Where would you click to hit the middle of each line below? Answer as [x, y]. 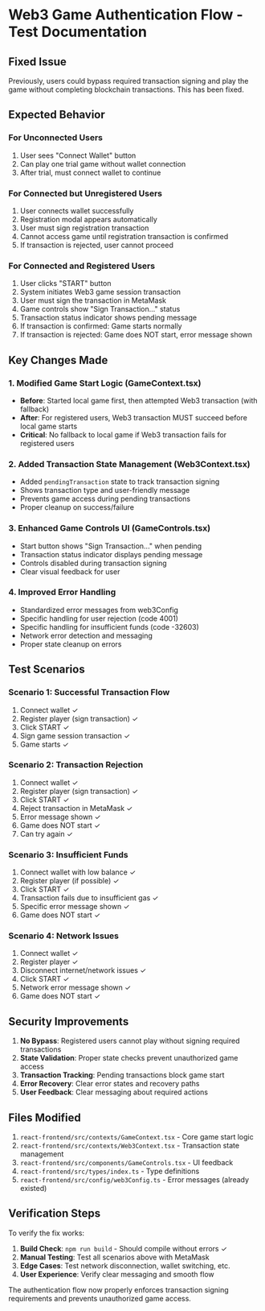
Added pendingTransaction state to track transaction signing [120, 482]
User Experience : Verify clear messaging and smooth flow [117, 1274]
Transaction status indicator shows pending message [108, 318]
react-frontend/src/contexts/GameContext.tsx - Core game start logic [137, 1137]
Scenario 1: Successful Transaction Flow [89, 693]
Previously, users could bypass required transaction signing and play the [128, 81]
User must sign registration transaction [84, 228]
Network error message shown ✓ [75, 987]
